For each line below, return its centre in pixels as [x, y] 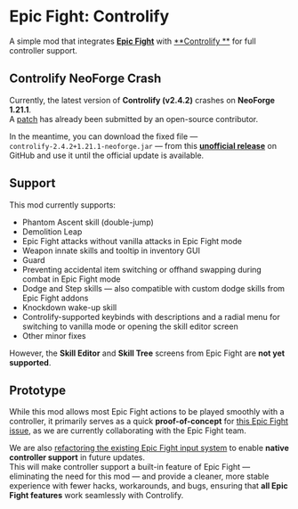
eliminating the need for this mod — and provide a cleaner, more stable [139, 476]
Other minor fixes [54, 335]
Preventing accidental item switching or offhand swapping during [142, 269]
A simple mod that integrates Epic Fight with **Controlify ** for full [133, 41]
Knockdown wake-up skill [69, 307]
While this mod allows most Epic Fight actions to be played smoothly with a [147, 412]
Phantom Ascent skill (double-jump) [88, 222]
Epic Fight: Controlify [89, 16]
